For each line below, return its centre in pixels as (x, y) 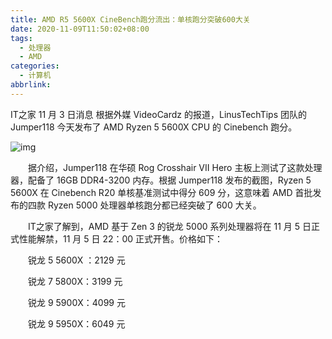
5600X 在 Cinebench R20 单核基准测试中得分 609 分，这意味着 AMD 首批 (161, 192)
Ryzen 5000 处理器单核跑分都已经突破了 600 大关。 (154, 205)
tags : (21, 38)
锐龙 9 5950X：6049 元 (76, 323)
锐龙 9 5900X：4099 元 (76, 302)
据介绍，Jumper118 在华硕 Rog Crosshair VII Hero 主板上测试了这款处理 (175, 167)
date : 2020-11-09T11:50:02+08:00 (80, 29)
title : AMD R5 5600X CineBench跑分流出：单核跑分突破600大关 (130, 19)
